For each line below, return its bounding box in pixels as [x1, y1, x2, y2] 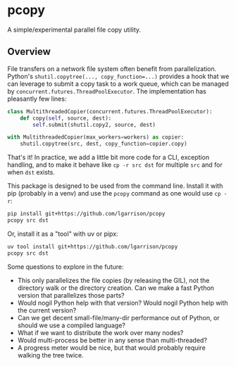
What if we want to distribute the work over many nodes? [17, 328, 184, 336]
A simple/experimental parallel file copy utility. [7, 25, 142, 34]
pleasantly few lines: [7, 94, 67, 103]
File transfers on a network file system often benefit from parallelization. [7, 64, 217, 72]
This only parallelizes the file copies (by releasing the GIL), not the [17, 276, 210, 284]
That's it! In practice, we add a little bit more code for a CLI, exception [7, 153, 210, 162]
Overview [7, 46, 51, 58]
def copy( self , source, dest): [20, 115, 112, 122]
